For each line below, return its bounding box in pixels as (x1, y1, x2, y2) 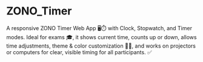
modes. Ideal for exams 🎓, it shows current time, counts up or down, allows (6, 33, 197, 40)
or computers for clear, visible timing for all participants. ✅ (6, 48, 152, 55)
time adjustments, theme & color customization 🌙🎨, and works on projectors (6, 42, 196, 49)
